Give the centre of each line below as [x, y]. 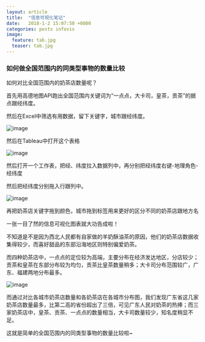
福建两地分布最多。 [41, 273]
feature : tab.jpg [34, 40]
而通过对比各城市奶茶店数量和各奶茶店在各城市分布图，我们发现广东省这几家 [103, 297]
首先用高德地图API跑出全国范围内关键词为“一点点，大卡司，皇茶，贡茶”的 [99, 96]
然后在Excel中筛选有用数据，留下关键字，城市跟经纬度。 [77, 116]
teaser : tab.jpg [32, 46]
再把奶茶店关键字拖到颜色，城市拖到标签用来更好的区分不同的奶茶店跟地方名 [103, 211]
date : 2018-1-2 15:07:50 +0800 [49, 23]
